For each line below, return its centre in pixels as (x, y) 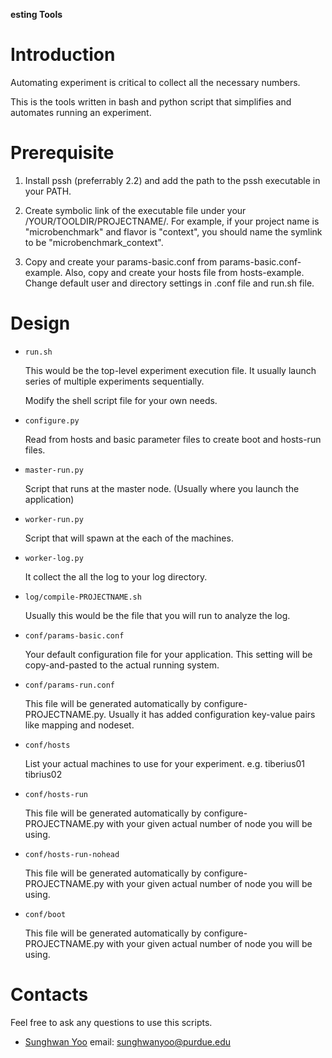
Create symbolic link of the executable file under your (135, 210)
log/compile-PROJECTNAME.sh (83, 597)
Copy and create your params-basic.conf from (121, 261)
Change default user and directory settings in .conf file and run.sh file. (169, 283)
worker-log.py (54, 558)
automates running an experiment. (81, 112)
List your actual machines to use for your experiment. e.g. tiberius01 (165, 763)
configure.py (52, 420)
